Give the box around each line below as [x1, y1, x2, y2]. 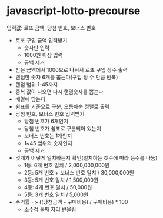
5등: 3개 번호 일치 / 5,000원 [24, 191, 89, 198]
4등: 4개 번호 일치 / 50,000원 [24, 183, 92, 190]
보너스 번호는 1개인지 [24, 132, 72, 139]
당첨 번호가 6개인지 [24, 118, 69, 125]
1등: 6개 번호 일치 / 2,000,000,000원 [24, 162, 110, 169]
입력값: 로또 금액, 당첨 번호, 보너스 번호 [6, 24, 96, 31]
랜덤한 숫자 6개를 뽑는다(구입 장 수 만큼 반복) [15, 73, 118, 81]
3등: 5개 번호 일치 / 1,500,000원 [24, 176, 99, 183]
